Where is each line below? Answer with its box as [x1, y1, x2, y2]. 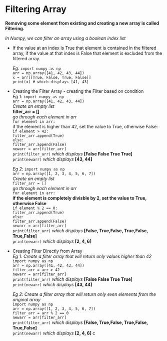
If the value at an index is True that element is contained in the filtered [12, 45, 156, 51]
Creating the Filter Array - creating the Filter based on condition [12, 88, 144, 94]
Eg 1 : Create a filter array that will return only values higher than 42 [12, 253, 152, 259]
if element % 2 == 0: [12, 206, 57, 211]
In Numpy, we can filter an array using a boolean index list [5, 35, 126, 41]
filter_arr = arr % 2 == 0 [12, 310, 69, 315]
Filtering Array [5, 4, 66, 15]
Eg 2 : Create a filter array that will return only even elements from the [12, 291, 156, 297]
